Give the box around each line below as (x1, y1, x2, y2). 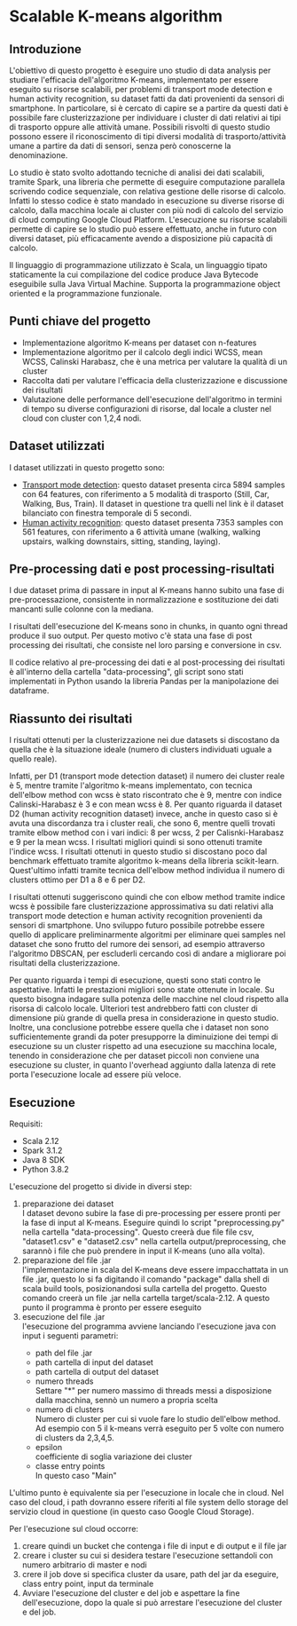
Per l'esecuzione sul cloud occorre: (9, 1524, 139, 1535)
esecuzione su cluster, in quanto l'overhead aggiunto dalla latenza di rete (9, 1060, 277, 1070)
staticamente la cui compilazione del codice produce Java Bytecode (9, 269, 259, 280)
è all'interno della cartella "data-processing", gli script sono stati (9, 667, 244, 677)
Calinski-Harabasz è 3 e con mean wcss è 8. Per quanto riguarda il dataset (9, 799, 283, 809)
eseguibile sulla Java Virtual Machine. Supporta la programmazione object (9, 279, 281, 289)
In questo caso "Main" (35, 1471, 117, 1481)
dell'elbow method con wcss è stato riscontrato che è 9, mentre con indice (9, 790, 282, 801)
